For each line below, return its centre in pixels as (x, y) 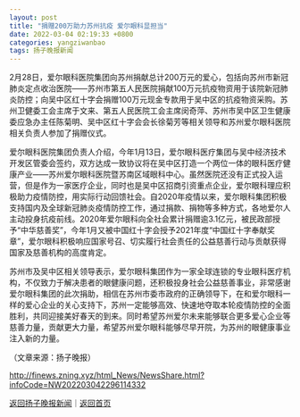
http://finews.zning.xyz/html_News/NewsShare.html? (107, 375)
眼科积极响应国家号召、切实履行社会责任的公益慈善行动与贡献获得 (166, 241)
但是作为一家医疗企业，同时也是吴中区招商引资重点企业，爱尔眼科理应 (154, 186)
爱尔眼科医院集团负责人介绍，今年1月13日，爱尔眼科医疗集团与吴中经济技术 (148, 152)
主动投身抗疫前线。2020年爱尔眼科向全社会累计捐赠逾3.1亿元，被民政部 (141, 219)
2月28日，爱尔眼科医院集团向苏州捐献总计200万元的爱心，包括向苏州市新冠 (149, 78)
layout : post (33, 17)
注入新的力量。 (37, 338)
